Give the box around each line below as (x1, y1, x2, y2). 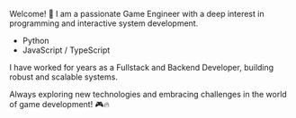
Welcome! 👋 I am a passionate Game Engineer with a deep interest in (9, 9, 265, 19)
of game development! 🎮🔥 (9, 99, 110, 109)
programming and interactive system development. (9, 18, 199, 29)
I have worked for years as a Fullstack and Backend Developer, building (9, 63, 274, 72)
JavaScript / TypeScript (22, 45, 111, 55)
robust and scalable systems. (9, 72, 119, 82)
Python (22, 36, 49, 46)
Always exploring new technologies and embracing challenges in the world (9, 89, 288, 99)
